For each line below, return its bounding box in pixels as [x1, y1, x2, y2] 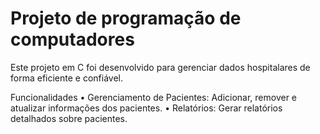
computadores [10, 28, 135, 51]
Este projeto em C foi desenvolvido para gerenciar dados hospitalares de [10, 61, 311, 73]
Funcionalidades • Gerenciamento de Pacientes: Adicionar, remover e [10, 91, 298, 103]
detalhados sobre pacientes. [10, 112, 128, 124]
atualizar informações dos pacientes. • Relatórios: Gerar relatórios [10, 102, 283, 114]
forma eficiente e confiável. [10, 72, 123, 84]
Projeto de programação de [10, 7, 242, 30]
